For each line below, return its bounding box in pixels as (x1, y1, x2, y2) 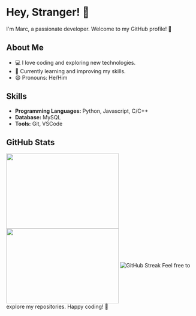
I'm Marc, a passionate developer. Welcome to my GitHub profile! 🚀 (6, 25, 172, 32)
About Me (6, 43, 44, 53)
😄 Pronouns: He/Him (14, 74, 68, 81)
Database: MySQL (14, 113, 61, 121)
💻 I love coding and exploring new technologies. (14, 59, 136, 66)
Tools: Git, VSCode (14, 120, 63, 127)
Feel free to (161, 262, 191, 269)
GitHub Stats (6, 137, 55, 148)
